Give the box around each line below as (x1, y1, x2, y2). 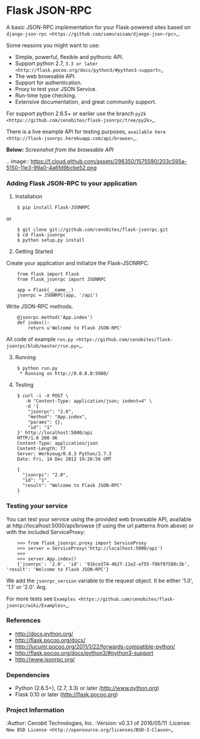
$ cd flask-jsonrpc (17, 232, 66, 238)
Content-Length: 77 (17, 445, 66, 452)
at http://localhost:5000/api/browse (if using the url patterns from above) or (6, 522, 194, 529)
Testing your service (6, 502, 68, 510)
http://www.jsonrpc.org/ (14, 655, 75, 663)
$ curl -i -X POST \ (17, 393, 69, 399)
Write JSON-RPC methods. (6, 303, 73, 310)
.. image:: (6, 157, 30, 165)
